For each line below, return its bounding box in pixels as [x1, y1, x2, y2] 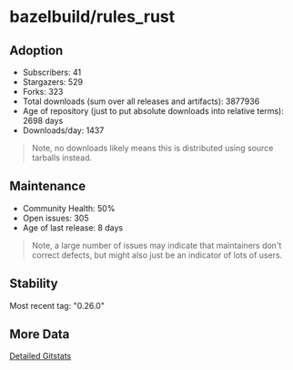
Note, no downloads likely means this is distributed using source [31, 143, 274, 153]
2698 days [22, 116, 64, 126]
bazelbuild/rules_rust [9, 6, 176, 27]
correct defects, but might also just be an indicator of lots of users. [31, 249, 283, 261]
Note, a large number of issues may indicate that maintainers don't [31, 240, 282, 251]
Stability [9, 276, 58, 292]
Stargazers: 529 [22, 77, 84, 87]
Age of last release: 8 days [22, 221, 124, 233]
